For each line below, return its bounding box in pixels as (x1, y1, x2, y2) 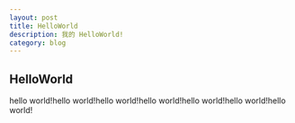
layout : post (9, 13, 58, 22)
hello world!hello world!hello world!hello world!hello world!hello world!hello (9, 95, 286, 106)
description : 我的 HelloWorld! (9, 30, 124, 39)
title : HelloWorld (9, 22, 78, 31)
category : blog (9, 38, 67, 48)
